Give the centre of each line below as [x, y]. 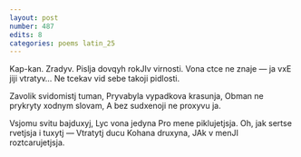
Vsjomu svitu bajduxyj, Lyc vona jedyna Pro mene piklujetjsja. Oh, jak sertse [151, 123]
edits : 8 [26, 34]
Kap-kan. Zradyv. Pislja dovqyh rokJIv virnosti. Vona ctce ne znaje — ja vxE [150, 69]
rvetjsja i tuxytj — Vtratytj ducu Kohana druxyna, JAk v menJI [124, 133]
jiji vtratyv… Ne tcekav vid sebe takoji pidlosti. [94, 79]
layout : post [34, 18]
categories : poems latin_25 [63, 43]
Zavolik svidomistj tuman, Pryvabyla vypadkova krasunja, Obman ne [137, 96]
